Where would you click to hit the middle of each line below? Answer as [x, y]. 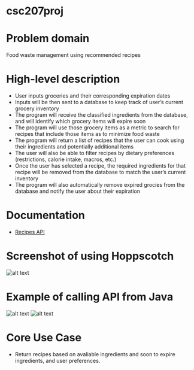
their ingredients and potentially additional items [74, 147]
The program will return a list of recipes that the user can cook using [99, 140]
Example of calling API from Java [90, 297]
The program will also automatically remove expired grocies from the [100, 185]
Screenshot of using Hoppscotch [90, 256]
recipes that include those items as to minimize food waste [87, 134]
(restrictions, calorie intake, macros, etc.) [66, 159]
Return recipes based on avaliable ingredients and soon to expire [95, 354]
